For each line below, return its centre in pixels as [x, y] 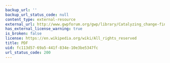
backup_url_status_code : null [37, 15]
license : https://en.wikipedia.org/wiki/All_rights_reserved [71, 39]
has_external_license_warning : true [44, 29]
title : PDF [17, 43]
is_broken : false [24, 34]
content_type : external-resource [40, 19]
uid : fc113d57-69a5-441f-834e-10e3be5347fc [52, 48]
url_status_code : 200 [28, 52]
